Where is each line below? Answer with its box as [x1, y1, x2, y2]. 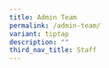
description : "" [9, 37, 69, 47]
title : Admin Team [9, 12, 77, 22]
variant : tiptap [9, 29, 69, 38]
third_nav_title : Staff [9, 46, 97, 55]
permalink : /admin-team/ [9, 21, 101, 30]
